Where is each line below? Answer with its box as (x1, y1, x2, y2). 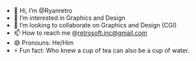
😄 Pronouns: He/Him (13, 38, 74, 47)
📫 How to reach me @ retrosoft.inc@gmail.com (13, 29, 147, 37)
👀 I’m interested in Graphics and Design (13, 14, 125, 22)
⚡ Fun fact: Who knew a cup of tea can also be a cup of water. (13, 47, 190, 54)
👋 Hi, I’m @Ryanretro (13, 7, 73, 14)
